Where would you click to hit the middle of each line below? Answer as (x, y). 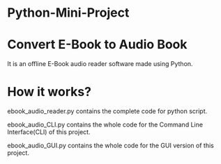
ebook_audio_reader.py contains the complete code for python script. (107, 111)
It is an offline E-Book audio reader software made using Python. (100, 64)
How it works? (49, 92)
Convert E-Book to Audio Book (97, 45)
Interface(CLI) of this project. (49, 132)
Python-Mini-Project (68, 13)
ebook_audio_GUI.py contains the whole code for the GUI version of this (110, 146)
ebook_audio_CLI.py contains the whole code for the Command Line (105, 125)
